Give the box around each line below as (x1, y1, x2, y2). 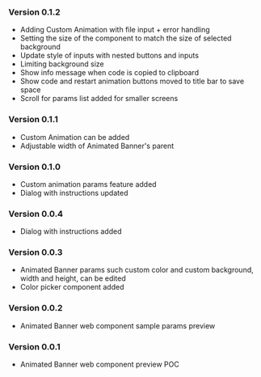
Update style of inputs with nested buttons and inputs (19, 51, 200, 61)
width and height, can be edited (19, 273, 127, 283)
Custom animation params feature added (19, 179, 157, 188)
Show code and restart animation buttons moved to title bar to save (19, 76, 245, 87)
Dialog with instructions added (19, 227, 122, 236)
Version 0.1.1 (8, 114, 58, 125)
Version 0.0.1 (8, 341, 61, 352)
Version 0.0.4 (8, 208, 63, 219)
